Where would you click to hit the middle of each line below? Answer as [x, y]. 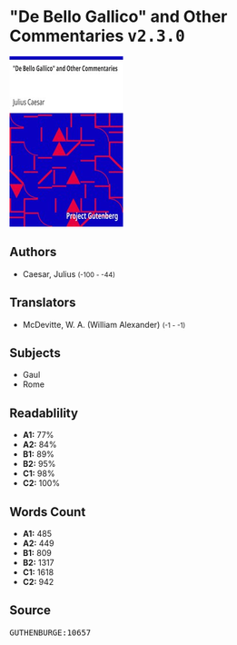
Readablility [44, 413]
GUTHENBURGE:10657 [50, 632]
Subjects [35, 353]
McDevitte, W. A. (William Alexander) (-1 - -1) [104, 324]
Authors [33, 252]
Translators [43, 303]
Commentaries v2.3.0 [98, 36]
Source [30, 610]
